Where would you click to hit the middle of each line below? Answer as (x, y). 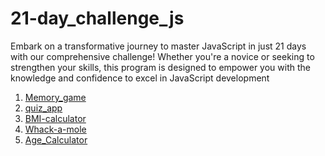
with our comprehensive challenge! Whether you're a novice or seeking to (162, 56)
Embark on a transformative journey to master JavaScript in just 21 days (158, 46)
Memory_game (55, 97)
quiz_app (43, 108)
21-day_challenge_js (97, 18)
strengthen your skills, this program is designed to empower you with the (160, 67)
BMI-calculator (55, 118)
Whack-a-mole (55, 129)
